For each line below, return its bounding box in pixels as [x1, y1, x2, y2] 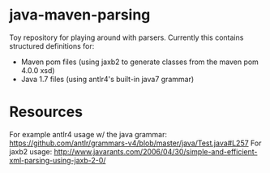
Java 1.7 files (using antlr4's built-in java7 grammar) [20, 74, 195, 84]
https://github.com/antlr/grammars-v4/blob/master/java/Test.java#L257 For [9, 138, 262, 148]
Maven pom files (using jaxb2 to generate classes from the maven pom [20, 57, 259, 67]
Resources [9, 103, 84, 121]
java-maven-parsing [9, 6, 151, 24]
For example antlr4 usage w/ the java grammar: [9, 129, 168, 139]
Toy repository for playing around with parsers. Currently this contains [9, 32, 244, 42]
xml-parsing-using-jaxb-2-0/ [9, 155, 106, 165]
